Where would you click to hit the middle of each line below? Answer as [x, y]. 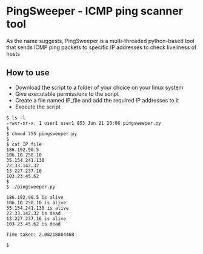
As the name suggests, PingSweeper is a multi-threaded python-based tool [101, 41]
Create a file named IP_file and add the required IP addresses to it [97, 100]
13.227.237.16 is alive [36, 219]
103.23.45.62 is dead [34, 224]
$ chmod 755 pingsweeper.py [42, 134]
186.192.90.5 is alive [35, 197]
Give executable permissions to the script [67, 94]
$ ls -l [16, 118]
